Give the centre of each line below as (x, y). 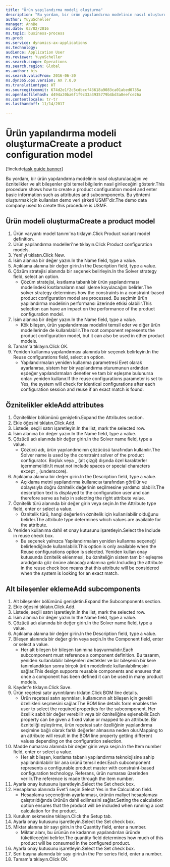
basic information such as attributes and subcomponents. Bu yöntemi (78, 195)
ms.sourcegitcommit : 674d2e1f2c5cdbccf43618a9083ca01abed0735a (74, 90)
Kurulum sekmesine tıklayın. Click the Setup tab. (63, 816)
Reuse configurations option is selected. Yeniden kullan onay (84, 552)
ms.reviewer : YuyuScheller (34, 57)
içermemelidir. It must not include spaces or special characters (85, 466)
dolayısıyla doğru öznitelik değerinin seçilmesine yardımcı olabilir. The (92, 487)
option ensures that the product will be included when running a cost (92, 805)
